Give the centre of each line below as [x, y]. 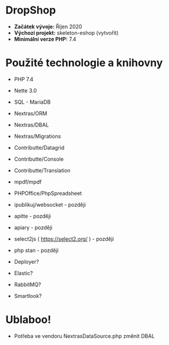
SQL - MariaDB [32, 102]
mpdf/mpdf [28, 182]
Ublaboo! [28, 320]
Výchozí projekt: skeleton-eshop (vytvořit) [66, 32]
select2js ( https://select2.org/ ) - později [64, 238]
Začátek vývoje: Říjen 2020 [48, 26]
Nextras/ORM [31, 113]
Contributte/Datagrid [39, 147]
